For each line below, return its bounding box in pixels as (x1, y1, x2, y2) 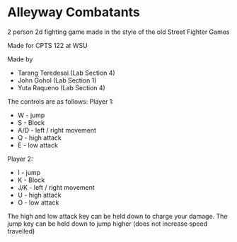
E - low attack (17, 140, 59, 149)
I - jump (17, 168, 41, 176)
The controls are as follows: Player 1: (7, 97, 115, 106)
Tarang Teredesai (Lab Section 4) (17, 68, 115, 77)
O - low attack (17, 198, 59, 207)
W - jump (17, 111, 45, 119)
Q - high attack (17, 133, 62, 142)
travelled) (7, 226, 35, 235)
